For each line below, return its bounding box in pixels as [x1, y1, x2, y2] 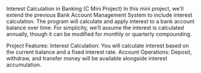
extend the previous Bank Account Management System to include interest [6, 11, 193, 19]
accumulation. [6, 61, 42, 68]
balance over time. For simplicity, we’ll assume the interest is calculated [6, 24, 184, 31]
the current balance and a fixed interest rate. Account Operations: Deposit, [6, 48, 192, 56]
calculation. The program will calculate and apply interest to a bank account [6, 18, 195, 25]
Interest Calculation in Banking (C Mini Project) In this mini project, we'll [6, 5, 184, 12]
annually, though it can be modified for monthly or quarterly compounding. [6, 31, 192, 38]
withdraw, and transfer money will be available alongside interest [6, 55, 168, 62]
